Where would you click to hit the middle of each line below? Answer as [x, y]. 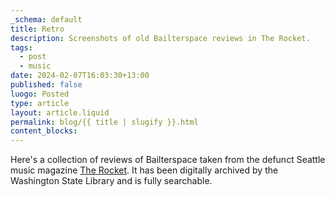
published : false [46, 85]
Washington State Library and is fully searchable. [111, 181]
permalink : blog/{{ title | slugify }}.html [104, 122]
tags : [21, 47]
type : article [40, 103]
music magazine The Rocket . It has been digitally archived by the [144, 170]
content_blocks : [44, 131]
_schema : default [46, 19]
